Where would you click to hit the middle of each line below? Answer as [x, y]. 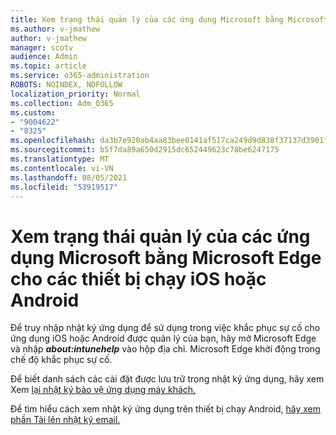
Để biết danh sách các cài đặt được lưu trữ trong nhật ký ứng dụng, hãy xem [167, 379]
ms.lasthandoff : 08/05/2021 [69, 177]
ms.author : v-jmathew [55, 29]
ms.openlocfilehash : [53, 141]
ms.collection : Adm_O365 [62, 103]
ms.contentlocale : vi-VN [62, 168]
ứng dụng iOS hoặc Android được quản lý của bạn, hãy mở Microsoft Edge [163, 338]
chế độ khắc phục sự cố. [61, 360]
